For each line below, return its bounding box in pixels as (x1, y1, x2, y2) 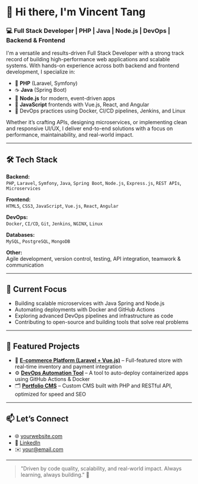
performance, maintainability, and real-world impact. (6, 131, 134, 138)
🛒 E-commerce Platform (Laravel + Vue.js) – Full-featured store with (14, 356, 183, 364)
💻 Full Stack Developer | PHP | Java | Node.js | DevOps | (6, 26, 170, 35)
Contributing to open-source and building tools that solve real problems (14, 319, 189, 326)
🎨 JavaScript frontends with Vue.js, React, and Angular (14, 101, 149, 108)
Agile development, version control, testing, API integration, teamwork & (6, 256, 181, 263)
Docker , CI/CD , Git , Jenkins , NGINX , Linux (6, 220, 103, 227)
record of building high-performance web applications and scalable (6, 56, 170, 63)
